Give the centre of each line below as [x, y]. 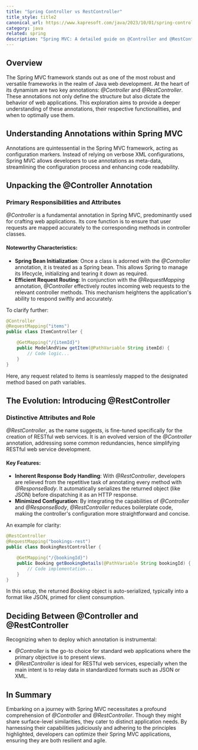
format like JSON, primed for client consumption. [65, 597]
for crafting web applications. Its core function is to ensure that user [89, 221]
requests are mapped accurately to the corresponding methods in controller [98, 228]
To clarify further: [27, 310]
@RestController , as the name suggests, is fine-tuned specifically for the [94, 430]
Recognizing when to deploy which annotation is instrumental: [82, 639]
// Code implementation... [60, 569]
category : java [25, 28]
